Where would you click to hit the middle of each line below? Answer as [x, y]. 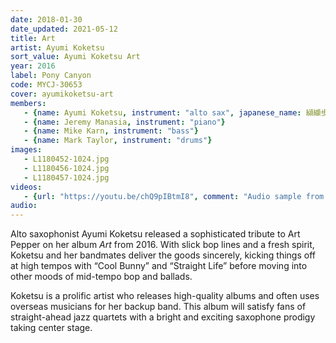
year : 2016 [33, 66]
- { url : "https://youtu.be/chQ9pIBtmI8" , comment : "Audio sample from [174, 196]
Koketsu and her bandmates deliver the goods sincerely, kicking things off [163, 255]
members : [28, 103]
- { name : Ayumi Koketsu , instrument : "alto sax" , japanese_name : [162, 112]
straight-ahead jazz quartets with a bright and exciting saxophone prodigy [163, 317]
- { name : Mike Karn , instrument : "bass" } [111, 131]
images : [26, 150]
